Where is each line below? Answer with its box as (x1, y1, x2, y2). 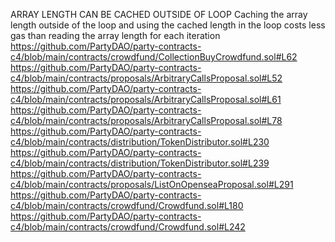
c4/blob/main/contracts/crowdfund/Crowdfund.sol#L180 (10, 200, 244, 211)
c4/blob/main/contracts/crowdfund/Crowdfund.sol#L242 (10, 221, 246, 233)
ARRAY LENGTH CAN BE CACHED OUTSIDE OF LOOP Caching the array (10, 9, 308, 20)
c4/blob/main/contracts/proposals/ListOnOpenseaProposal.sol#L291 (10, 179, 294, 190)
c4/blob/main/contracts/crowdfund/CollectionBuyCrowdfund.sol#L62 (10, 51, 298, 63)
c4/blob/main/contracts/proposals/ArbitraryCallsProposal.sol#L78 (10, 115, 283, 126)
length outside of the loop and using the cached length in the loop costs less (10, 19, 326, 31)
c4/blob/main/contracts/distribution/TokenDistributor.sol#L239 (10, 157, 270, 169)
